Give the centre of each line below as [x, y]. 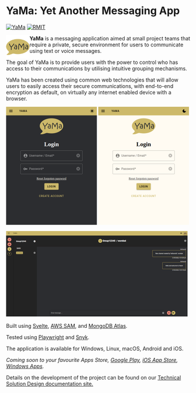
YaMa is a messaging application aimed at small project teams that [110, 38]
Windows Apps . [25, 366]
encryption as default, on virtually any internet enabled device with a [89, 92]
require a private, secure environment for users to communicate [106, 45]
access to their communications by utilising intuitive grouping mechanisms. [97, 68]
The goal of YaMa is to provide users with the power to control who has [92, 62]
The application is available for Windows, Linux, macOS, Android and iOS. [95, 348]
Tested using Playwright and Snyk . [48, 337]
